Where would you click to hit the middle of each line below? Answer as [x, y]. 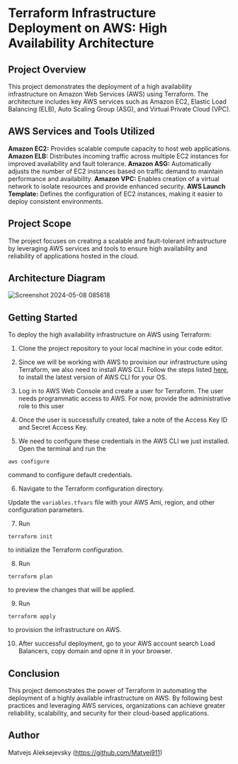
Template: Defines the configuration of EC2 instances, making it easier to [115, 194]
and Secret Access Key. [53, 427]
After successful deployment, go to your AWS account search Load [117, 643]
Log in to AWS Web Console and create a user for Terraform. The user [121, 391]
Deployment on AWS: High [88, 28]
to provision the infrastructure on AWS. [65, 630]
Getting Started [43, 317]
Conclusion [34, 673]
